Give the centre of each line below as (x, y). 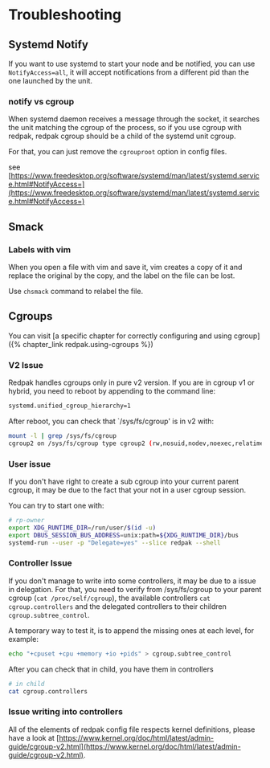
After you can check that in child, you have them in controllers (111, 669)
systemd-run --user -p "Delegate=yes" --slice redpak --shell (115, 543)
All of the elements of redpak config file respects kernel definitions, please (132, 729)
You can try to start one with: (56, 506)
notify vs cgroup (41, 101)
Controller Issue (40, 563)
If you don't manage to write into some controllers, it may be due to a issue (132, 581)
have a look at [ (34, 737)
